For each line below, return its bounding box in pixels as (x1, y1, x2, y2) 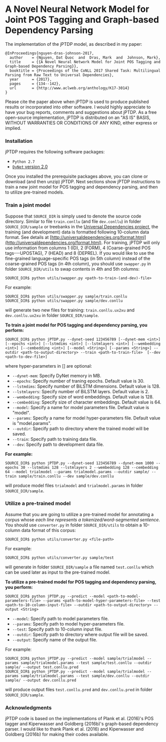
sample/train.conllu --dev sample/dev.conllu (18, 474, 114, 479)
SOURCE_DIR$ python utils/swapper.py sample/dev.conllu (5, 298, 123, 303)
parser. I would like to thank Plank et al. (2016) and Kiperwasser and (5, 726, 144, 732)
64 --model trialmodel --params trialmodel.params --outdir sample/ (5, 469, 150, 474)
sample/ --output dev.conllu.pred (5, 678, 77, 683)
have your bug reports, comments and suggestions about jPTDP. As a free (5, 109, 157, 115)
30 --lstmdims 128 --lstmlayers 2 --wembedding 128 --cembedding (20, 465, 159, 470)
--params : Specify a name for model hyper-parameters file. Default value (12, 415, 161, 421)
